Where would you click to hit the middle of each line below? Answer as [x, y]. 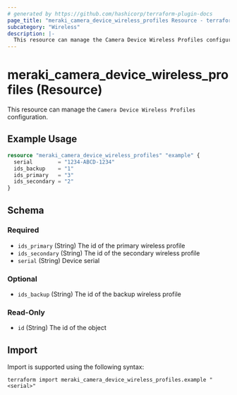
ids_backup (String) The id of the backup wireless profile [99, 294]
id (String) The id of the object [62, 328]
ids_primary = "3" [44, 175]
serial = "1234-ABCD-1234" [64, 162]
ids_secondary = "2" [44, 182]
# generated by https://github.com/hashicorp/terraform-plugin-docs [110, 14]
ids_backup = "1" [44, 169]
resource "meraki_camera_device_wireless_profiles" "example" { [104, 155]
